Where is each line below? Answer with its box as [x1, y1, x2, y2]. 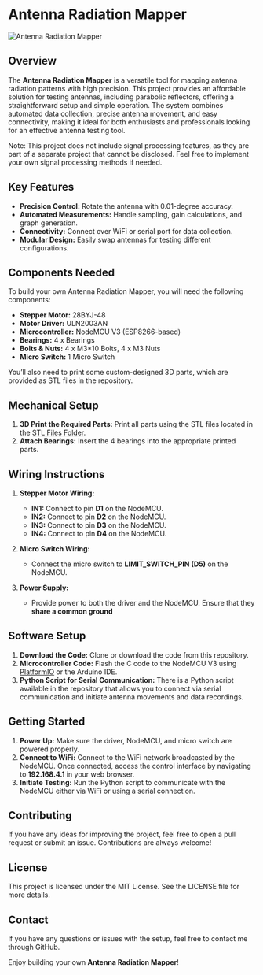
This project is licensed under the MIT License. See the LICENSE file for [8, 882, 240, 892]
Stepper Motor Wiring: [19, 488, 95, 498]
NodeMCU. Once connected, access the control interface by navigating [19, 761, 251, 770]
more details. [8, 890, 51, 899]
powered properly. [19, 744, 80, 754]
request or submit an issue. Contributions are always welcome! [8, 838, 212, 847]
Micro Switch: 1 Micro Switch [19, 352, 115, 361]
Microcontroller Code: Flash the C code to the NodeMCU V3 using [19, 658, 237, 668]
